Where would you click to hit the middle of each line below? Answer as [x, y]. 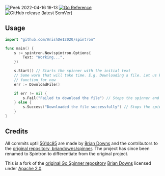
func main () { [20, 48]
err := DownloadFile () [37, 84]
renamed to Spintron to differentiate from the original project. [67, 153]
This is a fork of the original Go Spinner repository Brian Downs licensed [78, 163]
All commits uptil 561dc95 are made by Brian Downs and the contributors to [82, 143]
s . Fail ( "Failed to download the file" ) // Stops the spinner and [91, 98]
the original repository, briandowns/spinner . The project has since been [77, 148]
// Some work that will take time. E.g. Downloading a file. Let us [85, 75]
